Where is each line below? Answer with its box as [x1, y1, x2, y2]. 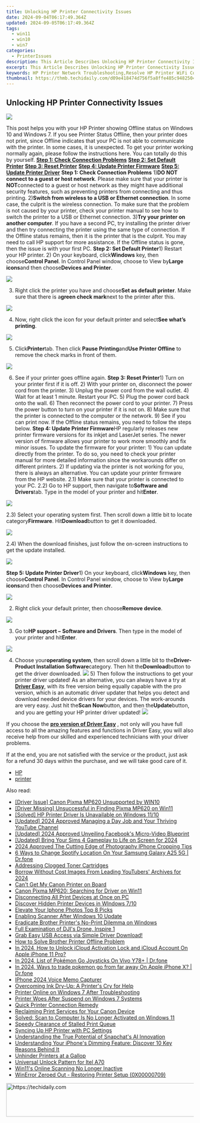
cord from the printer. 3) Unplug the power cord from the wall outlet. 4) [14, 386, 189, 394]
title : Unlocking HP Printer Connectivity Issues [6, 8, 132, 15]
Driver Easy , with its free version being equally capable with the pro [14, 682, 182, 690]
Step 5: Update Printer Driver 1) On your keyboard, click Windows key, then [6, 569, 190, 576]
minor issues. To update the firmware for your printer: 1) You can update [14, 444, 192, 451]
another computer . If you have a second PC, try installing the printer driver [6, 219, 190, 227]
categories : [6, 48, 36, 54]
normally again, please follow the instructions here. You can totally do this [6, 150, 187, 157]
